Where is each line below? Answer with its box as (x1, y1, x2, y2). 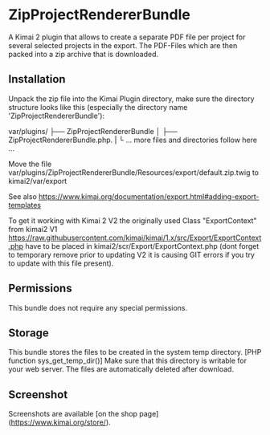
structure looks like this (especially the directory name (8, 102, 188, 112)
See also (8, 191, 38, 201)
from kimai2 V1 (8, 224, 58, 234)
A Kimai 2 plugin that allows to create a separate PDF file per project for (8, 32, 246, 42)
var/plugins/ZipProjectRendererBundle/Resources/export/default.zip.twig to (8, 167, 260, 177)
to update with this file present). (8, 258, 114, 268)
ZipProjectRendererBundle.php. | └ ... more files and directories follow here (8, 135, 257, 144)
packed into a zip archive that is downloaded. (8, 49, 159, 59)
